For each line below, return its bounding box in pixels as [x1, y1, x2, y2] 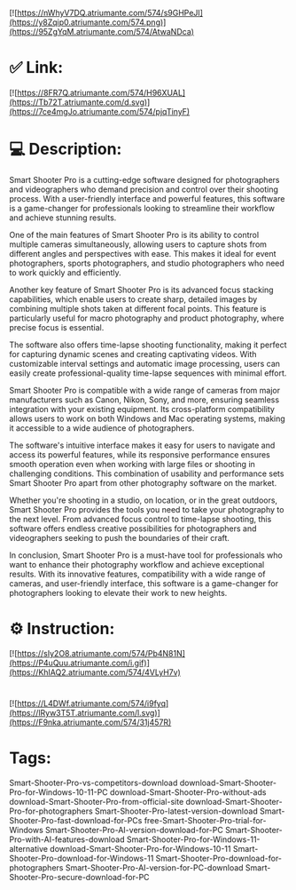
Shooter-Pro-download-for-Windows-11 [9, 853, 154, 863]
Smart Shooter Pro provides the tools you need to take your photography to [9, 504, 284, 514]
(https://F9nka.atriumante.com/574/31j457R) [9, 717, 172, 727]
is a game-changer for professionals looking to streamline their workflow [9, 203, 275, 213]
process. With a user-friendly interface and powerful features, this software [9, 193, 285, 203]
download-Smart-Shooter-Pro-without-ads [109, 786, 267, 798]
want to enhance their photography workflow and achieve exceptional [9, 559, 265, 569]
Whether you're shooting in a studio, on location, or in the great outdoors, [9, 495, 277, 505]
